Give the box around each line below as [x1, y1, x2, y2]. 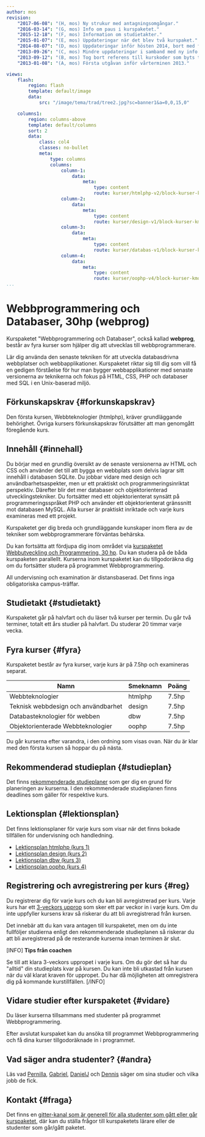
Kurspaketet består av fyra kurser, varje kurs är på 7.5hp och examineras [6, 661, 189, 668]
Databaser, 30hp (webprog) [6, 315, 150, 329]
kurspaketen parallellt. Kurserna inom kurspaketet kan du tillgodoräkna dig [6, 555, 194, 562]
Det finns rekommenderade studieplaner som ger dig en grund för [6, 778, 172, 786]
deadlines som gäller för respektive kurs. [6, 791, 109, 798]
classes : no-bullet [38, 145, 88, 151]
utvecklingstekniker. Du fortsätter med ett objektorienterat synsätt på [6, 493, 180, 500]
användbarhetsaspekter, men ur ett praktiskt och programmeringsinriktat [6, 479, 190, 487]
